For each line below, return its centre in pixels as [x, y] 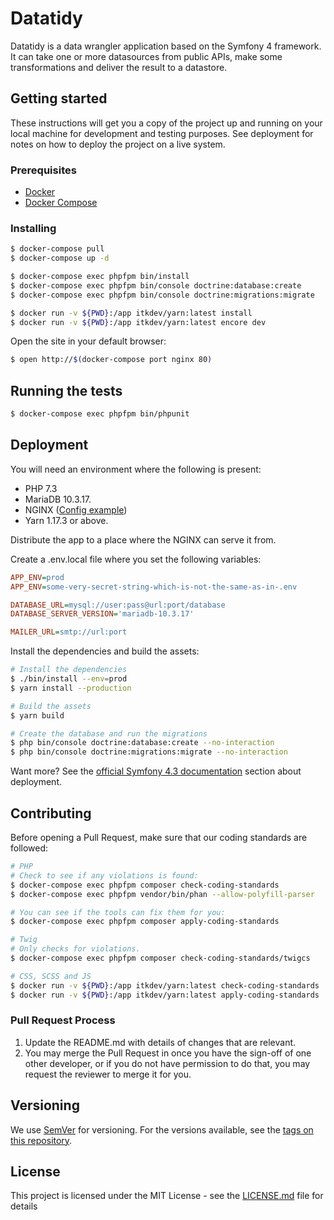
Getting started [59, 98]
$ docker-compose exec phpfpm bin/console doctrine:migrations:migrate [162, 295]
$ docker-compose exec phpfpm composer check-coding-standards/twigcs [160, 958]
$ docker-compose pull [57, 249]
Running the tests [66, 390]
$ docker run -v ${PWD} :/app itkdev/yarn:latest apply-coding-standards [165, 995]
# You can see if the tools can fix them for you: [118, 912]
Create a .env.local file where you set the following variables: [136, 559]
